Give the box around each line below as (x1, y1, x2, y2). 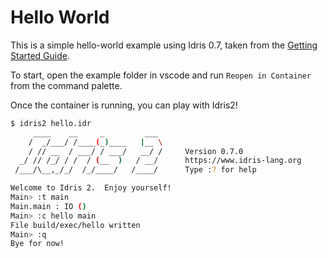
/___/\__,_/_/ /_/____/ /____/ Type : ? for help (14, 165, 257, 175)
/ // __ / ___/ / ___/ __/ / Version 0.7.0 (28, 146, 244, 156)
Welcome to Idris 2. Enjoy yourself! (10, 183, 172, 193)
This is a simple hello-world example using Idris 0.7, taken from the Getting (10, 39, 318, 51)
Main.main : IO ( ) (10, 201, 87, 211)
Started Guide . (10, 49, 70, 61)
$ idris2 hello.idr (10, 118, 92, 128)
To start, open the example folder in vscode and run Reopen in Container (10, 69, 312, 81)
